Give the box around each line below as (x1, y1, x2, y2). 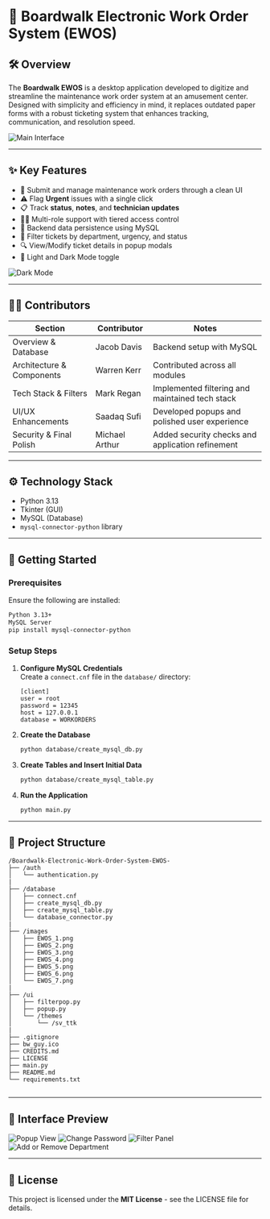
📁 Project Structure (8, 836, 106, 850)
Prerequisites (8, 576, 62, 588)
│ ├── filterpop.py (8, 998, 81, 1006)
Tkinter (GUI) (19, 505, 63, 514)
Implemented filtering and (152, 382, 251, 393)
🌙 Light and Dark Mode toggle (19, 252, 120, 261)
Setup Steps (8, 645, 58, 656)
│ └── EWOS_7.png (8, 977, 74, 985)
